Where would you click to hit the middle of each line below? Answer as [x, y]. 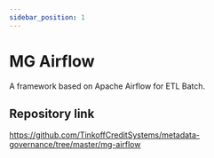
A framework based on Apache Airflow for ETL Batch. [107, 86]
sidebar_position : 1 [48, 17]
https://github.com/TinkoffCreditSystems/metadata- [105, 135]
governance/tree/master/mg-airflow [75, 145]
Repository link [52, 113]
